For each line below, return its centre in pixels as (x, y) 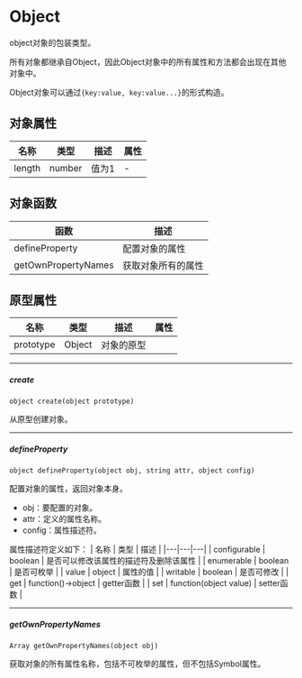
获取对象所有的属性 (163, 265)
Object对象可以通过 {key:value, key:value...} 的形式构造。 (119, 92)
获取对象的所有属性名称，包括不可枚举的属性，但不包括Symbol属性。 (138, 664)
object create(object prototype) (72, 402)
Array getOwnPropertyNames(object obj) (84, 646)
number (66, 168)
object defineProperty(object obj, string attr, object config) (132, 471)
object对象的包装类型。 (53, 42)
